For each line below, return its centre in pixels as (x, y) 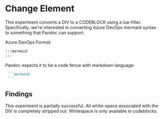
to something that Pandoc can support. (45, 32)
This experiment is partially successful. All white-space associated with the (82, 106)
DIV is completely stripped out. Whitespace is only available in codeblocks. (81, 111)
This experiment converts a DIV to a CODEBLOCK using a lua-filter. (73, 22)
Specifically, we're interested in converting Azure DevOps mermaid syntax (81, 27)
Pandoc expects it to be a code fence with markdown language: (70, 65)
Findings (19, 94)
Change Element (40, 9)
